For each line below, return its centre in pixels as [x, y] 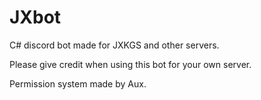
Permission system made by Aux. [78, 83]
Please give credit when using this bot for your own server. [130, 64]
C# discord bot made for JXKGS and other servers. [114, 45]
